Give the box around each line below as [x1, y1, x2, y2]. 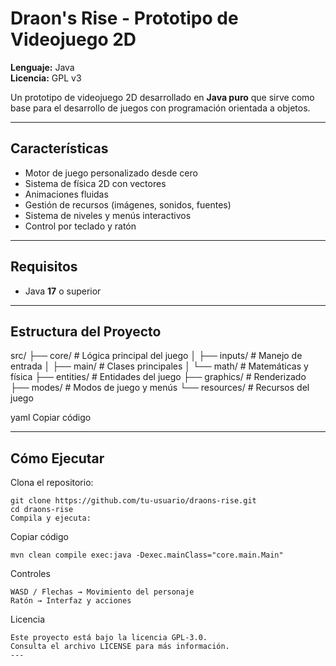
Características [10, 140, 109, 157]
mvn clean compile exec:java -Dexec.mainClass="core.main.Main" [10, 550, 284, 561]
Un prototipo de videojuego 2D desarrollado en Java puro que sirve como [10, 91, 315, 103]
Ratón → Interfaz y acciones [10, 596, 132, 606]
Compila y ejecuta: [10, 513, 92, 524]
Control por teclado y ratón [24, 220, 137, 232]
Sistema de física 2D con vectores [24, 177, 167, 189]
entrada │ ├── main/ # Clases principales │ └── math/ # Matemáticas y [10, 360, 309, 372]
